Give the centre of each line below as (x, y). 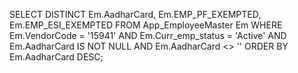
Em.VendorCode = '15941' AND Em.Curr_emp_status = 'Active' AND (148, 35)
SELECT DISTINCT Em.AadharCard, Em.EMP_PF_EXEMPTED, (135, 14)
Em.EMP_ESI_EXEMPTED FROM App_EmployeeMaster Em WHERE (146, 25)
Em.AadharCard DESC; (56, 57)
